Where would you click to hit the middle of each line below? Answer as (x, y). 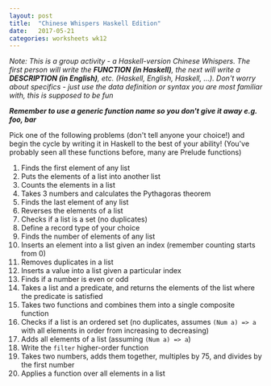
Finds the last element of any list (75, 202)
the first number (48, 365)
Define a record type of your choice (80, 228)
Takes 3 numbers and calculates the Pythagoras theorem (116, 193)
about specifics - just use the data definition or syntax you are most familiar (136, 87)
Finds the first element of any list (75, 168)
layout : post (31, 16)
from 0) (33, 254)
